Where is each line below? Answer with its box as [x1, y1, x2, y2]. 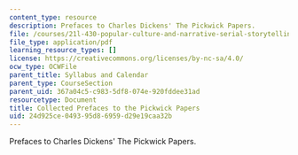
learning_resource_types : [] [9, 46, 117, 55]
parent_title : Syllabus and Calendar [9, 71, 149, 80]
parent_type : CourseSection [9, 79, 114, 88]
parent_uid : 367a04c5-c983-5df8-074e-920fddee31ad [9, 87, 200, 96]
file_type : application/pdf [9, 37, 114, 47]
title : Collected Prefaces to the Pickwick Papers [9, 104, 200, 112]
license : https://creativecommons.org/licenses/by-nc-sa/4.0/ [9, 54, 244, 63]
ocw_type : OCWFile [9, 63, 77, 72]
